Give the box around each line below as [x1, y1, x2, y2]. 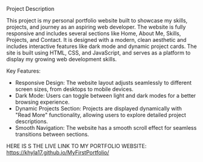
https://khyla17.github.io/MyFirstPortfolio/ [6, 149, 109, 156]
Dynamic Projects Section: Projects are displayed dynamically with [15, 105, 182, 112]
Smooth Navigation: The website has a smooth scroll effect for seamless [15, 124, 197, 131]
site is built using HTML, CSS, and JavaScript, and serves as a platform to [6, 49, 191, 56]
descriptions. [15, 118, 49, 125]
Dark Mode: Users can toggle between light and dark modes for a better [15, 92, 196, 99]
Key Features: [6, 67, 41, 75]
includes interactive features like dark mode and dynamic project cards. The [6, 42, 198, 50]
